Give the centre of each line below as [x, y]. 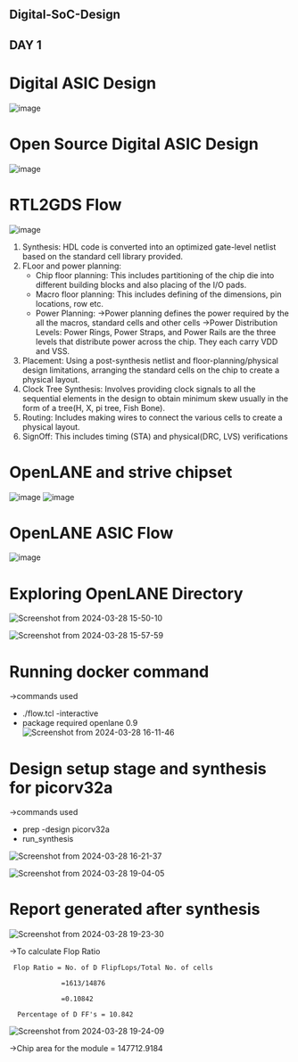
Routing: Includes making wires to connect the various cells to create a [152, 417]
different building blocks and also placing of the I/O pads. [141, 284]
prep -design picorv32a [66, 829]
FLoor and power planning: [72, 266]
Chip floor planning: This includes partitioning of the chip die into [155, 275]
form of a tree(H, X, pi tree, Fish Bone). [93, 408]
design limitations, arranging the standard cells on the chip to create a [151, 370]
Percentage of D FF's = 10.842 [75, 1015]
